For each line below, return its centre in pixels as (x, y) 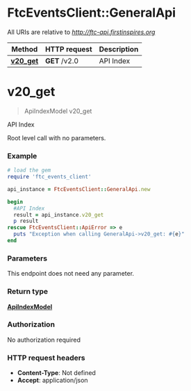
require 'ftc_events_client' (49, 177)
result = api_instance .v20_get (59, 215)
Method (25, 49)
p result (26, 221)
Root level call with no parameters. (57, 138)
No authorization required (44, 340)
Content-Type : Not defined (56, 373)
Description (119, 49)
